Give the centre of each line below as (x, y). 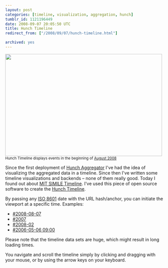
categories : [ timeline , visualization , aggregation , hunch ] (69, 15)
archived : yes (20, 42)
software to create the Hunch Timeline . (46, 189)
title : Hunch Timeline (29, 29)
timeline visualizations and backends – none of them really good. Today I (80, 178)
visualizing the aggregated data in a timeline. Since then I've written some (81, 173)
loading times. (20, 245)
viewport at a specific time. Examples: (44, 204)
